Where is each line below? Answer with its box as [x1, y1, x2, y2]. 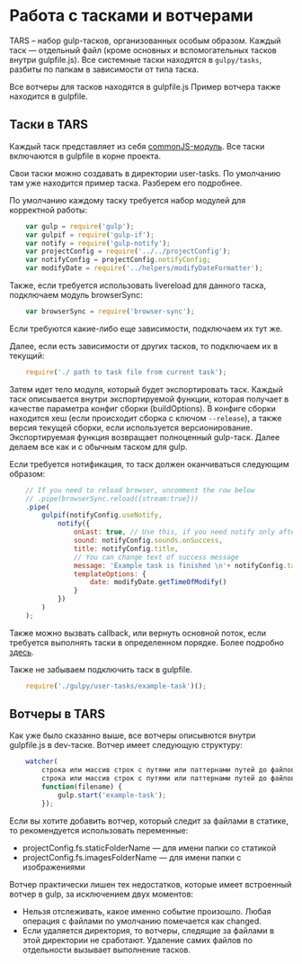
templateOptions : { [73, 569, 147, 579]
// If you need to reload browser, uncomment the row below [25, 485, 255, 495]
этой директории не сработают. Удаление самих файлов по [22, 934, 253, 945]
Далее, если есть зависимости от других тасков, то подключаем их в [9, 340, 279, 351]
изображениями [22, 861, 85, 872]
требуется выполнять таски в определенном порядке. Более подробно [9, 636, 285, 648]
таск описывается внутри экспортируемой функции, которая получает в [9, 393, 289, 404]
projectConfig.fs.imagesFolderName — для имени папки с [22, 851, 242, 862]
